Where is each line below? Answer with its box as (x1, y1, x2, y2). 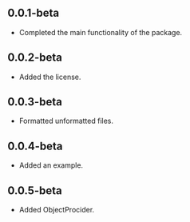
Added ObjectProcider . (18, 205, 95, 215)
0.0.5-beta (7, 184, 62, 197)
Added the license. (18, 72, 81, 81)
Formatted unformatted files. (18, 116, 113, 126)
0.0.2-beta (7, 51, 63, 65)
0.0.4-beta (7, 139, 63, 153)
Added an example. (18, 161, 84, 170)
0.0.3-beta (7, 95, 63, 109)
